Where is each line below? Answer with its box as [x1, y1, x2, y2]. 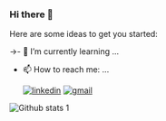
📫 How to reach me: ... [22, 64, 110, 75]
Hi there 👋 [9, 8, 54, 21]
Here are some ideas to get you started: [9, 29, 159, 40]
